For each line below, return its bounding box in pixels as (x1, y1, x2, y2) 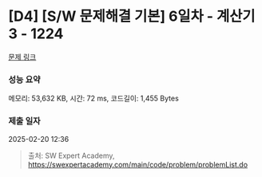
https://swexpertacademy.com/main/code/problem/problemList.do (27, 159, 248, 169)
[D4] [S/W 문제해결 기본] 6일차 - (8, 7, 214, 26)
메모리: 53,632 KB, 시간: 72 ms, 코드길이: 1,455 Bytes (8, 93, 180, 104)
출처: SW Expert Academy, (27, 151, 115, 160)
